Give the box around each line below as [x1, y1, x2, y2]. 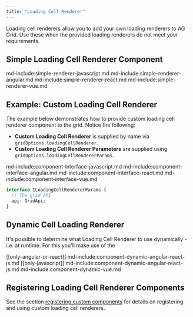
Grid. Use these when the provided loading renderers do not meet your [6, 31, 178, 38]
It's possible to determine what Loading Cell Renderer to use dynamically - [6, 235, 187, 242]
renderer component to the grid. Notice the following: [6, 121, 135, 128]
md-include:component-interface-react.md [58, 169, 164, 177]
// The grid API [11, 193, 51, 199]
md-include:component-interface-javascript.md [6, 163, 122, 170]
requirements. [6, 37, 40, 44]
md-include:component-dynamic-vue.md [20, 266, 121, 273]
